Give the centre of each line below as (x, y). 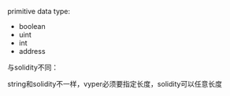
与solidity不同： (33, 67)
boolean (32, 26)
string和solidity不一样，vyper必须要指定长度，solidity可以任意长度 (115, 84)
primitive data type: (39, 11)
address (32, 51)
